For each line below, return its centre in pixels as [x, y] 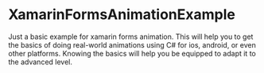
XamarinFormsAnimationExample [122, 15]
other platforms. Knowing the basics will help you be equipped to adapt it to [132, 53]
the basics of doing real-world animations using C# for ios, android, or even [132, 44]
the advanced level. [41, 62]
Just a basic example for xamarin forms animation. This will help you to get [131, 36]
